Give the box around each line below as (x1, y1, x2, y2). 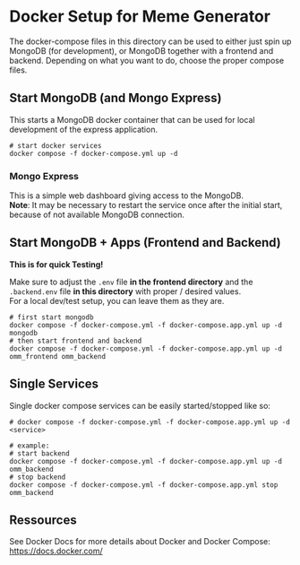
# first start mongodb (9, 312, 94, 322)
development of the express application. (9, 124, 159, 135)
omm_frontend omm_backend (9, 352, 106, 361)
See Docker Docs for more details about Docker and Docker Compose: (9, 536, 270, 547)
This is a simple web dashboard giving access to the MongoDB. (9, 190, 244, 201)
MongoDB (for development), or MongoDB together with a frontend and (9, 45, 274, 56)
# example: (9, 441, 50, 450)
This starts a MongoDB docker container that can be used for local (9, 114, 255, 125)
